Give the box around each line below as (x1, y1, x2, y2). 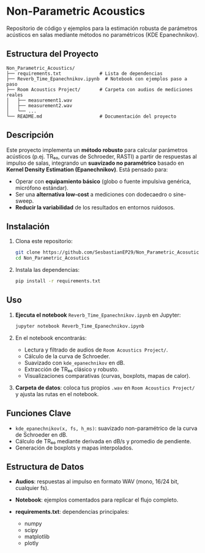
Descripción (6, 130, 54, 140)
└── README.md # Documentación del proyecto (6, 113, 176, 119)
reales (6, 92, 23, 98)
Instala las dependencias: (15, 266, 80, 274)
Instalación (6, 221, 50, 231)
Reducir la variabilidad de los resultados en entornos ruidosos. (15, 203, 176, 211)
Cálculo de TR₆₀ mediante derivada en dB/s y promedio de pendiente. (15, 437, 192, 445)
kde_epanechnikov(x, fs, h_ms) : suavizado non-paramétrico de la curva (15, 424, 198, 432)
